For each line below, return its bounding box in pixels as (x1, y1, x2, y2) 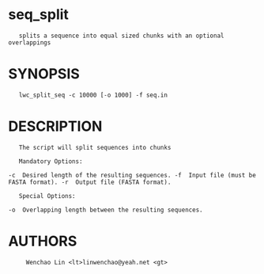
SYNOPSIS (8, 65, 81, 83)
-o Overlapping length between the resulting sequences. (8, 206, 203, 214)
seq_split (8, 6, 70, 24)
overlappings (8, 38, 51, 47)
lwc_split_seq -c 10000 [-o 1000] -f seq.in (18, 91, 168, 99)
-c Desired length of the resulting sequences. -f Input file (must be (8, 171, 257, 179)
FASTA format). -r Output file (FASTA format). (8, 178, 172, 186)
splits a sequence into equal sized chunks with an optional (18, 32, 224, 40)
